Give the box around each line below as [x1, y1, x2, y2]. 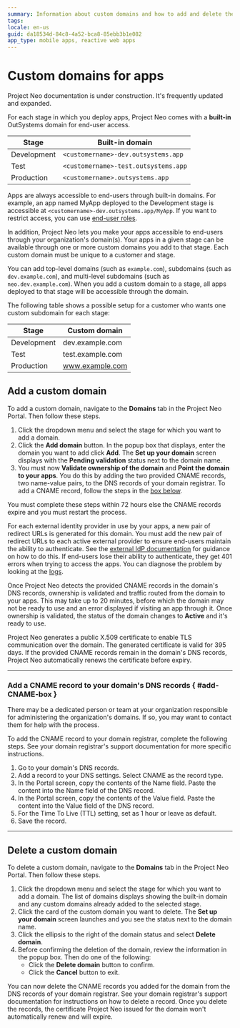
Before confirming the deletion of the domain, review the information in [17, 945, 227, 954]
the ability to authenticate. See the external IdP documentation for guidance [7, 544, 231, 553]
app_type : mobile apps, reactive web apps [7, 37, 136, 44]
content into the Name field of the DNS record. [17, 786, 155, 795]
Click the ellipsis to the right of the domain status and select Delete [17, 930, 216, 939]
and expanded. [7, 99, 52, 108]
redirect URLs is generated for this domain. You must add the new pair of [7, 529, 223, 538]
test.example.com [62, 350, 123, 360]
